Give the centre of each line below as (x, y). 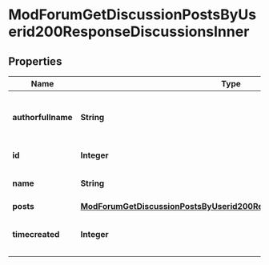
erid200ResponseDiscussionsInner (129, 32)
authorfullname (43, 117)
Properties (35, 61)
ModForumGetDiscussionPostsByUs (132, 15)
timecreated (36, 234)
